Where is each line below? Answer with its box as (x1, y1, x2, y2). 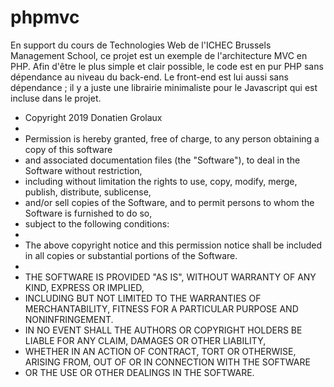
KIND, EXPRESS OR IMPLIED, (24, 281, 145, 293)
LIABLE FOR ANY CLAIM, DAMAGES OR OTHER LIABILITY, (24, 334, 267, 346)
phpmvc (10, 6, 80, 29)
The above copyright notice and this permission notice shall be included (24, 239, 323, 251)
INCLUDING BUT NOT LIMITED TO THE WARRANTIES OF (24, 292, 262, 304)
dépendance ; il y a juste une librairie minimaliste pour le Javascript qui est (10, 81, 318, 93)
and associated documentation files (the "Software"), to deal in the (24, 154, 301, 166)
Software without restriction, (24, 164, 143, 176)
